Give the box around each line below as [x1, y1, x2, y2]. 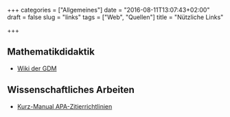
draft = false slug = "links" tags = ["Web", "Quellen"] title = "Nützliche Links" [7, 13, 224, 21]
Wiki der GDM [16, 64, 57, 73]
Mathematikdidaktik [7, 46, 95, 57]
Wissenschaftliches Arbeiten [7, 84, 135, 96]
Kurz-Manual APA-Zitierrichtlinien [16, 102, 113, 110]
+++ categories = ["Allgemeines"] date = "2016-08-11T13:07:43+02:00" [7, 6, 210, 14]
